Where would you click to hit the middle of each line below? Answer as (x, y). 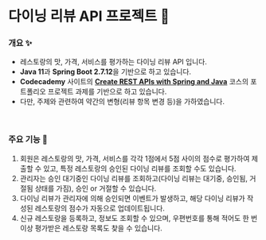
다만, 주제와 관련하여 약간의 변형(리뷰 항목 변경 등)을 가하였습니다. (122, 102)
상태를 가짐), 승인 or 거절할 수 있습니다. (96, 188)
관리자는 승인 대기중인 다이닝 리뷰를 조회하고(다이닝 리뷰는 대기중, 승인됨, (134, 178)
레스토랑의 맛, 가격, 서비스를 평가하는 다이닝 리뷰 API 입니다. (113, 62)
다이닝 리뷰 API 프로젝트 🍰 (89, 16)
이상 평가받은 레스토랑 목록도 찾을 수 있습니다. (91, 228)
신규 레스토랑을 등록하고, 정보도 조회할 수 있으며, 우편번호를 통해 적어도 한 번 (139, 218)
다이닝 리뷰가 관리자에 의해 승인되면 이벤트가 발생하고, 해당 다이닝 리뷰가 (132, 198)
